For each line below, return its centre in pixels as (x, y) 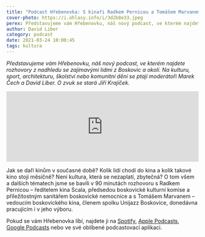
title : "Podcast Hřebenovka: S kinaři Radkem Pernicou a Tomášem (91, 12)
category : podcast (30, 35)
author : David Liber (33, 29)
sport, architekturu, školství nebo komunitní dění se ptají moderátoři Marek (100, 76)
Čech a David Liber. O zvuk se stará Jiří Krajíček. (68, 82)
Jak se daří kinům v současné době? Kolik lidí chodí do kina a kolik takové (99, 170)
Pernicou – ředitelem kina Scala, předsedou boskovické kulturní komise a (98, 189)
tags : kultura (24, 46)
